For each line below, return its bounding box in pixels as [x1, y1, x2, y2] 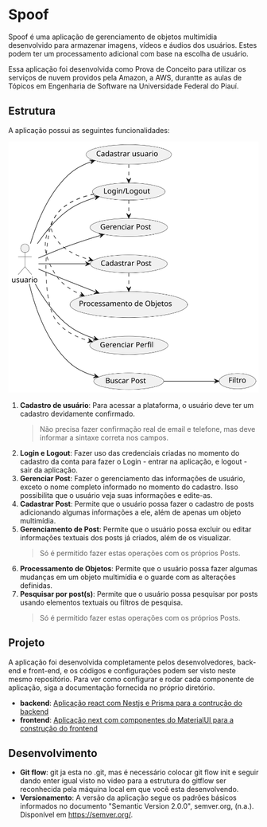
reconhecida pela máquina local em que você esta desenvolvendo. [19, 785, 239, 794]
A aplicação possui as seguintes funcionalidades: [8, 125, 170, 135]
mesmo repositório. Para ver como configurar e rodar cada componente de [8, 674, 254, 684]
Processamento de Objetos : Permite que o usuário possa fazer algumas [19, 563, 258, 573]
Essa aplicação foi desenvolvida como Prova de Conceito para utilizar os [8, 64, 246, 73]
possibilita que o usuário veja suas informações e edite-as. [19, 490, 213, 500]
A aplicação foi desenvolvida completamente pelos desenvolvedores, [8, 657, 236, 667]
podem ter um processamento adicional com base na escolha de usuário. [8, 49, 249, 58]
